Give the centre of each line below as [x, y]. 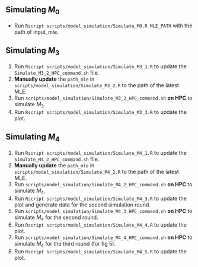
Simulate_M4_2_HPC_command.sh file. [57, 159]
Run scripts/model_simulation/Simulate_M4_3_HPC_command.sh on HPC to [103, 211]
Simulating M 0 [33, 11]
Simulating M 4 [33, 138]
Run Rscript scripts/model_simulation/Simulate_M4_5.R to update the [100, 252]
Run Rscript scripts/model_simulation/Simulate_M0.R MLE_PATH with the [103, 26]
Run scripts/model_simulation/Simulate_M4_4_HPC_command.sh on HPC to [103, 237]
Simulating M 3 [33, 51]
